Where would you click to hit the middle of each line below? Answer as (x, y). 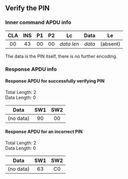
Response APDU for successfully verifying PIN (55, 81)
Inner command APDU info (38, 22)
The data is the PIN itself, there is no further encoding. (61, 56)
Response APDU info (31, 69)
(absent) (110, 43)
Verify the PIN (28, 8)
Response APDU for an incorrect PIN (44, 131)
